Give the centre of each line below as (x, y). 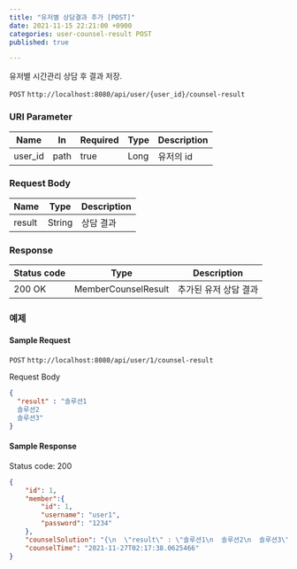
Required (99, 140)
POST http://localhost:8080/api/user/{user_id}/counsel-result (127, 95)
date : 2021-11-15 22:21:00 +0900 (71, 26)
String (60, 222)
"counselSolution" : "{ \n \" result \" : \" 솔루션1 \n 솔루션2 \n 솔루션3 (153, 540)
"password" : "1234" (77, 524)
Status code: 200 (41, 465)
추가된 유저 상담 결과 (218, 290)
